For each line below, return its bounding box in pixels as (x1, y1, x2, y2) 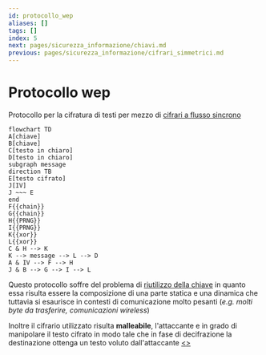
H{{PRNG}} (8, 216, 42, 224)
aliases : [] (8, 19, 48, 27)
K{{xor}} (8, 230, 38, 239)
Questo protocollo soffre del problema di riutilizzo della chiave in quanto (8, 280, 246, 289)
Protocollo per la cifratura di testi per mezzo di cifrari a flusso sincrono (8, 110, 242, 119)
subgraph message (8, 160, 66, 168)
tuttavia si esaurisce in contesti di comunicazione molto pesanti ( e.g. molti (8, 297, 253, 306)
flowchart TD (8, 125, 52, 133)
